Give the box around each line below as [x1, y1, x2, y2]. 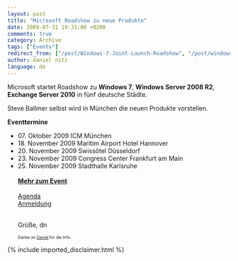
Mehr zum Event [17, 177, 67, 185]
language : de [7, 63, 46, 70]
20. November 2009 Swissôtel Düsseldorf [17, 146, 140, 155]
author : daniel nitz [7, 57, 69, 64]
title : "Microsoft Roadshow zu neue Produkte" [7, 17, 147, 24]
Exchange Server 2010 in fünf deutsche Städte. [7, 90, 147, 99]
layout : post [7, 10, 46, 18]
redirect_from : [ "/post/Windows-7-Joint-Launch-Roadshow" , [7, 50, 186, 57]
